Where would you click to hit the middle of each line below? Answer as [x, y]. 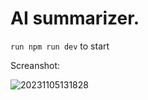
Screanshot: [35, 65]
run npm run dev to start [60, 46]
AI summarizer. [75, 18]
